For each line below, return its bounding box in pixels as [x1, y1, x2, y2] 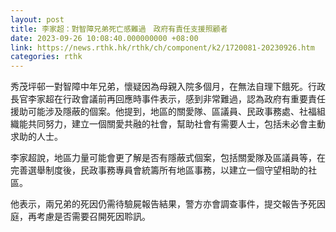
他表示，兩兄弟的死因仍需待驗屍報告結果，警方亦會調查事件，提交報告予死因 [10, 198, 326, 210]
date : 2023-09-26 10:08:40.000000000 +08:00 [10, 33, 199, 43]
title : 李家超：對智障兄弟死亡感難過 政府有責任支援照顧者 [10, 24, 228, 34]
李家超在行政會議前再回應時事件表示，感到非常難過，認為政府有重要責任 [27, 93, 326, 105]
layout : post [10, 14, 65, 25]
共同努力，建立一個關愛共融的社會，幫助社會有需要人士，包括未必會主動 [27, 118, 326, 130]
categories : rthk [10, 52, 83, 62]
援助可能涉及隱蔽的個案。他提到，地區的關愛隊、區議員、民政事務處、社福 [10, 106, 317, 118]
